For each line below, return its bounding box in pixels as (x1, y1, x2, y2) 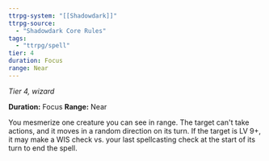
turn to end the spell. (8, 142, 78, 153)
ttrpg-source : (8, 19, 57, 27)
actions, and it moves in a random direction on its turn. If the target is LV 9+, (8, 126, 261, 135)
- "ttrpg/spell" (15, 42, 70, 50)
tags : (8, 34, 27, 43)
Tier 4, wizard (8, 86, 55, 96)
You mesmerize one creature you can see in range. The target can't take (8, 118, 250, 127)
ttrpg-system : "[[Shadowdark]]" (8, 11, 117, 20)
